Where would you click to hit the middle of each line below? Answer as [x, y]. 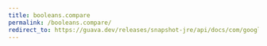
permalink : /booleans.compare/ [60, 23]
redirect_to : [30, 30]
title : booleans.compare [49, 15]
